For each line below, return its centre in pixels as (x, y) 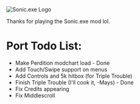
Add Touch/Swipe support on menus (61, 69)
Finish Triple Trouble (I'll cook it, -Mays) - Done (74, 82)
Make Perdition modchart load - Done (62, 63)
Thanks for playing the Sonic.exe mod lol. (58, 21)
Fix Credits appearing (42, 89)
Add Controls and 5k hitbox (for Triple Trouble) (74, 76)
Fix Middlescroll (35, 95)
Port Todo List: (44, 46)
